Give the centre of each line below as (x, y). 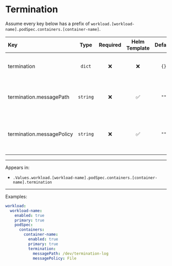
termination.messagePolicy (40, 134)
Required (110, 45)
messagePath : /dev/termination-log (71, 253)
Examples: (16, 196)
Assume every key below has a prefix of (48, 24)
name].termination (32, 182)
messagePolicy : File (55, 258)
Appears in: (17, 167)
